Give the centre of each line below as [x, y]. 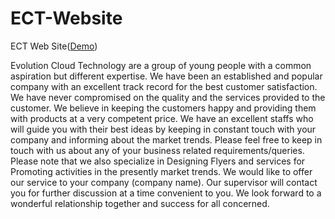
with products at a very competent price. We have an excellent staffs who [162, 118]
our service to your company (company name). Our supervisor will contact [164, 182]
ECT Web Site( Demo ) [54, 46]
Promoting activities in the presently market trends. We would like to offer [161, 171]
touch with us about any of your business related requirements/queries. [157, 150]
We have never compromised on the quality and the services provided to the [168, 97]
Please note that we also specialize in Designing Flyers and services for [158, 161]
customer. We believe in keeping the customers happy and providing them [163, 108]
